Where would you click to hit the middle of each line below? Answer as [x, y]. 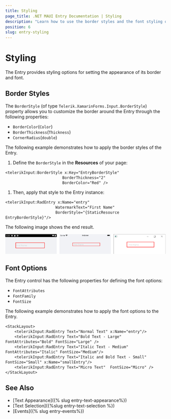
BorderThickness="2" [84, 178]
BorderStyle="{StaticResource [87, 212]
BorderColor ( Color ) [33, 126]
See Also [20, 388]
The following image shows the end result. [50, 227]
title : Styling [21, 11]
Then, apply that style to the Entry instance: [59, 192]
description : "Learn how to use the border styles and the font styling [84, 21]
